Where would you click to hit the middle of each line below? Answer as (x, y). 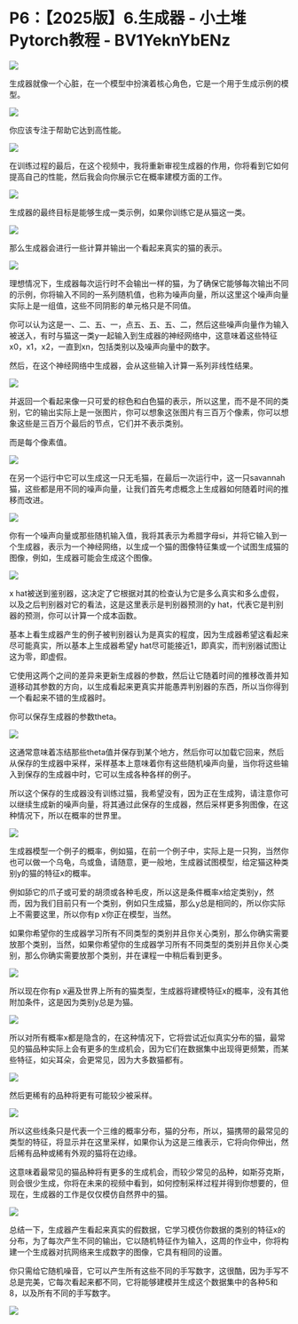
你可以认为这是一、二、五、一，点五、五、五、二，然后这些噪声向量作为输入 (149, 324)
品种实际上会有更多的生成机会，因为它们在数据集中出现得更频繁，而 (157, 1049)
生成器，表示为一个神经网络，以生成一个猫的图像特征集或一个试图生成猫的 (153, 546)
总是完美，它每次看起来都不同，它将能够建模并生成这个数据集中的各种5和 (144, 1281)
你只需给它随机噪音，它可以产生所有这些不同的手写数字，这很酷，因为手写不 (149, 1271)
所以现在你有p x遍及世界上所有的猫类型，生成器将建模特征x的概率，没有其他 (149, 991)
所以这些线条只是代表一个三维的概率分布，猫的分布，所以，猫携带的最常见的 (149, 1130)
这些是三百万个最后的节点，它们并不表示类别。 (102, 423)
